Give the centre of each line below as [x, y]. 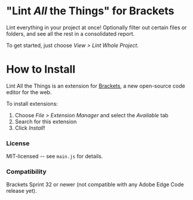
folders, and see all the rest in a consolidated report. [71, 33]
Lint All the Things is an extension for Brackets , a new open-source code [96, 86]
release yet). [22, 191]
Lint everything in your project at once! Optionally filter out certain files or [96, 27]
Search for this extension [46, 121]
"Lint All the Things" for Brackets [90, 11]
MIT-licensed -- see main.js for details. [55, 157]
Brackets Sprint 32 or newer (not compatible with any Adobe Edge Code [95, 185]
